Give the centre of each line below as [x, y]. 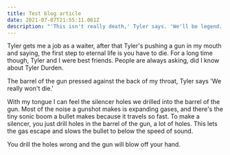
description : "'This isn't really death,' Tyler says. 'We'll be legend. [115, 26]
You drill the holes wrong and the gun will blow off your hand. [94, 145]
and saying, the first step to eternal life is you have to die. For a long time [110, 53]
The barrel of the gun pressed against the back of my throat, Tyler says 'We [114, 81]
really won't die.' [30, 89]
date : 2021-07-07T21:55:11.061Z [53, 20]
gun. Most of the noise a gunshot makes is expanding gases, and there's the [115, 109]
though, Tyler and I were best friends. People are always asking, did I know [113, 61]
